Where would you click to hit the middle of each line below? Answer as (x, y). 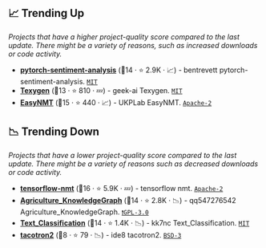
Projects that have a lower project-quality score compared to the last (123, 155)
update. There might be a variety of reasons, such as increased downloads (133, 45)
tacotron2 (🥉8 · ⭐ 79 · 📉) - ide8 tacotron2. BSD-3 (101, 234)
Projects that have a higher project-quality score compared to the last (124, 37)
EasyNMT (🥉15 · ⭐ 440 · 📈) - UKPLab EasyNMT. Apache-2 (116, 102)
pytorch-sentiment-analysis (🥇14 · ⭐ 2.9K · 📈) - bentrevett (119, 70)
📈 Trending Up (46, 13)
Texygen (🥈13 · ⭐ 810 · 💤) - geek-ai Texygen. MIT (101, 90)
